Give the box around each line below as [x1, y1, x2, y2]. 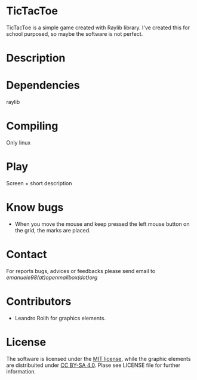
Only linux [6, 139, 31, 146]
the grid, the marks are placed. [14, 226, 91, 234]
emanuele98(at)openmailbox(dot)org [6, 274, 98, 281]
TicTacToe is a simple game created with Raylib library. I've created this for [6, 24, 190, 31]
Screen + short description [6, 179, 72, 186]
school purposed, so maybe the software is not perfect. [6, 30, 143, 37]
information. [6, 367, 36, 375]
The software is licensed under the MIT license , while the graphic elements [6, 355, 191, 362]
